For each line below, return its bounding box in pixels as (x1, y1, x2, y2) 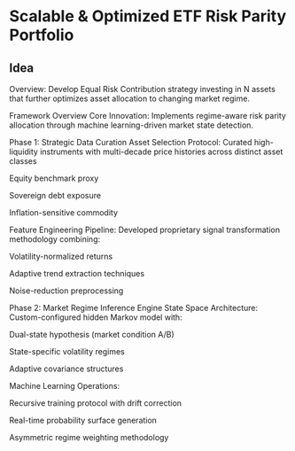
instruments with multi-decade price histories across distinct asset (39, 146, 283, 157)
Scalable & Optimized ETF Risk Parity (9, 6, 286, 27)
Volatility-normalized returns (9, 251, 113, 261)
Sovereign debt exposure (9, 191, 102, 200)
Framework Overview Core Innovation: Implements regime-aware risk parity (9, 111, 286, 121)
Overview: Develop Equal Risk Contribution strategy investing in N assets (9, 84, 276, 94)
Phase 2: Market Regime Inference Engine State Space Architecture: (9, 303, 259, 313)
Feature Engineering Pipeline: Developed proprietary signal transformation (9, 224, 281, 235)
